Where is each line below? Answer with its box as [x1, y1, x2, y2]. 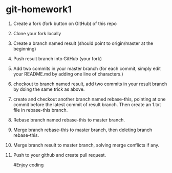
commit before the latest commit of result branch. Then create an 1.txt [13, 101, 161, 108]
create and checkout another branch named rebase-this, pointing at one [13, 96, 166, 102]
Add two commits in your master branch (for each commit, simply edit [13, 65, 161, 71]
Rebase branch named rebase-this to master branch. [13, 116, 125, 123]
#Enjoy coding [13, 162, 44, 168]
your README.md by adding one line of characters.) [13, 70, 123, 77]
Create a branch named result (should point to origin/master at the [13, 40, 154, 46]
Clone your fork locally [13, 30, 61, 36]
